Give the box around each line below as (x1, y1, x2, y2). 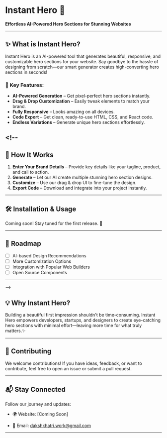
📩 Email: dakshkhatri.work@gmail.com (12, 423, 91, 429)
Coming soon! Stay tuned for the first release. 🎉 (5, 220, 103, 226)
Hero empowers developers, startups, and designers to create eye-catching (5, 317, 161, 323)
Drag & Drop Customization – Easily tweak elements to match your (12, 98, 150, 104)
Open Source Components (12, 270, 67, 276)
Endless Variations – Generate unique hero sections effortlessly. (12, 119, 145, 125)
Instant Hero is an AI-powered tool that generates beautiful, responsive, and (5, 53, 161, 59)
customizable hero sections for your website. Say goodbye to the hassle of (5, 58, 159, 64)
